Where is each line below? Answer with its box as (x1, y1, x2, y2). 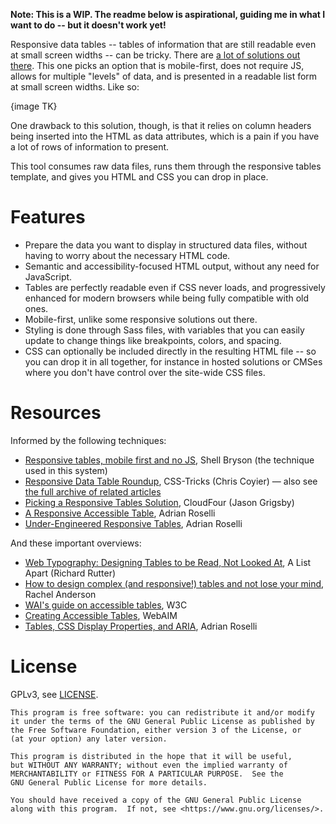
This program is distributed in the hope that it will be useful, (10, 751, 293, 761)
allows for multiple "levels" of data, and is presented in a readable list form (10, 70, 318, 82)
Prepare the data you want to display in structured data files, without (24, 239, 308, 251)
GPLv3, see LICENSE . (10, 688, 99, 700)
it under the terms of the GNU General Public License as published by (10, 716, 315, 726)
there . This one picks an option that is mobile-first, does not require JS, (10, 60, 305, 71)
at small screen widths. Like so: (10, 81, 140, 93)
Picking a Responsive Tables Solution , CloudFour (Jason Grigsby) (24, 496, 295, 508)
